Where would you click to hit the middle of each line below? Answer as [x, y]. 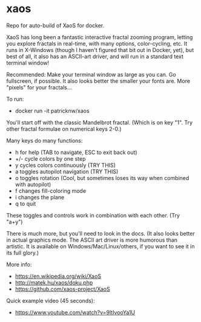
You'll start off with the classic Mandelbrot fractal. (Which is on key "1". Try [99, 122]
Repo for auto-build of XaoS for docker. [55, 25]
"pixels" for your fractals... [39, 87]
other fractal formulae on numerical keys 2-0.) [64, 129]
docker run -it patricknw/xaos [52, 111]
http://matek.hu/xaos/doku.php [54, 282]
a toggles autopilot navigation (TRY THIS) [67, 172]
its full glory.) [23, 253]
